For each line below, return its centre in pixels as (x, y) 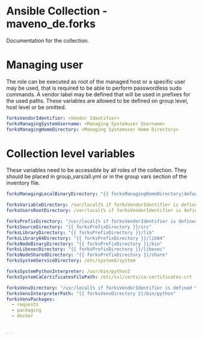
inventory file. (23, 183)
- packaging (27, 310)
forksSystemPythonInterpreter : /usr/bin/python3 (68, 272)
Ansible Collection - (57, 11)
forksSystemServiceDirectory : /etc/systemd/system (71, 261)
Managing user (45, 65)
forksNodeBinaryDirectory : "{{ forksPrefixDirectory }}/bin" (84, 244)
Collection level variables (71, 153)
